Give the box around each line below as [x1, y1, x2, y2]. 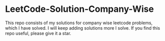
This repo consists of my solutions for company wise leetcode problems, [5, 20, 153, 26]
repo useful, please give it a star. [5, 30, 71, 36]
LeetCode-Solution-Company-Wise [5, 3, 154, 15]
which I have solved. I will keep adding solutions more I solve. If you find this [5, 25, 160, 31]
